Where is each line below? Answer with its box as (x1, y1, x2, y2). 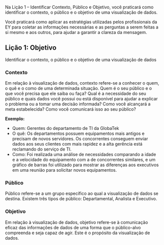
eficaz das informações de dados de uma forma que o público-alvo (5, 224, 141, 230)
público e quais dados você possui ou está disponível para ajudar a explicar (5, 96, 158, 102)
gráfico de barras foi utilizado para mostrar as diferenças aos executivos (12, 162, 159, 168)
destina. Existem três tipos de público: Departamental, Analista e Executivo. (5, 196, 158, 202)
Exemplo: (5, 116, 25, 122)
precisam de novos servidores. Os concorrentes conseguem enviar (12, 136, 148, 142)
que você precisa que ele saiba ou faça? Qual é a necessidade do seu (5, 91, 146, 96)
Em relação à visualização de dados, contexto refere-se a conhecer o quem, (5, 80, 159, 86)
